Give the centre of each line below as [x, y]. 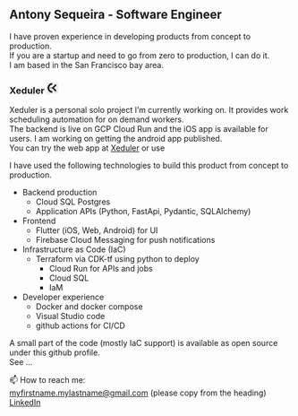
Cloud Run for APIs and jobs [101, 269]
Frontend [39, 221]
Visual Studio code [70, 316]
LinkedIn [25, 403]
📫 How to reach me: [47, 380]
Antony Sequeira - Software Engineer [115, 15]
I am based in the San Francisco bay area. [86, 65]
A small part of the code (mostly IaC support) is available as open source [144, 343]
